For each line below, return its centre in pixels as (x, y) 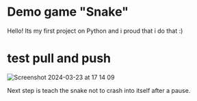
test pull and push (59, 58)
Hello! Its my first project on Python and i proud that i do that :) (95, 31)
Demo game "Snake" (68, 12)
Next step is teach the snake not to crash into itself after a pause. (99, 90)
